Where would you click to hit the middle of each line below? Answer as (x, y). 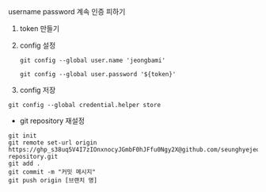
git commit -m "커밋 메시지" (52, 172)
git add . (25, 163)
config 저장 (38, 90)
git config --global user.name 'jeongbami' (93, 60)
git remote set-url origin (53, 143)
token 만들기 (40, 29)
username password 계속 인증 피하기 (67, 12)
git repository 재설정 (52, 121)
